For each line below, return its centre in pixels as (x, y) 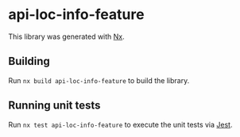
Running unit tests (54, 106)
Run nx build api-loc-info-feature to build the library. (99, 80)
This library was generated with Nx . (66, 36)
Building (29, 61)
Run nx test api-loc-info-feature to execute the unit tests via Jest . (120, 124)
